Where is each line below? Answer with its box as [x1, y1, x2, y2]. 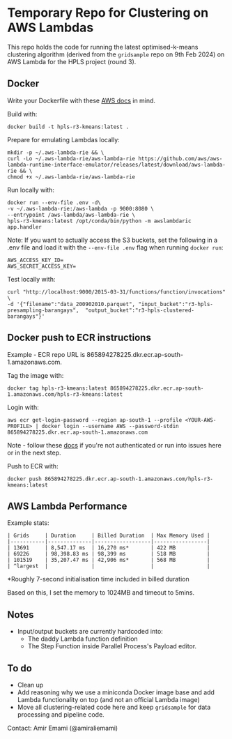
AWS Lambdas [7, 20, 94, 36]
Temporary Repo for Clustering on [7, 5, 209, 21]
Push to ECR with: [7, 462, 59, 470]
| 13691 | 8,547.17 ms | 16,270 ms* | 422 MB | [7, 544, 210, 551]
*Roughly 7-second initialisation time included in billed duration [7, 575, 190, 584]
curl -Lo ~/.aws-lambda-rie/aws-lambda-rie [7, 155, 136, 162]
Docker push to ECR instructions [7, 332, 151, 344]
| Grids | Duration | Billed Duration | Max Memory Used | [7, 532, 210, 540]
